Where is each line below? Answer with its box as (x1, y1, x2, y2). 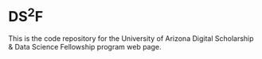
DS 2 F (8, 5, 44, 26)
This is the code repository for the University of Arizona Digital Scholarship (8, 34, 254, 43)
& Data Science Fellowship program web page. (8, 42, 162, 52)
